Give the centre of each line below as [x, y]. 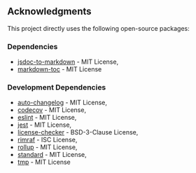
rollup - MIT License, [47, 147]
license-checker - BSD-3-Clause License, [78, 132]
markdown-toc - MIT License [59, 69]
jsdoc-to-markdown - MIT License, [68, 62]
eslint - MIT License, [47, 118]
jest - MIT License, [44, 125]
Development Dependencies [57, 88]
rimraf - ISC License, [47, 140]
